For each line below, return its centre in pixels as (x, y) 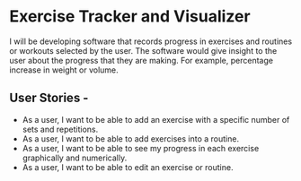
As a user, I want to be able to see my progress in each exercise (141, 148)
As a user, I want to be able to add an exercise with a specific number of (156, 119)
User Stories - (49, 98)
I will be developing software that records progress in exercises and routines (151, 41)
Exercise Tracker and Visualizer (130, 17)
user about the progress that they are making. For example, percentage (142, 60)
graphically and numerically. (75, 158)
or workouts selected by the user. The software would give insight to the (143, 50)
